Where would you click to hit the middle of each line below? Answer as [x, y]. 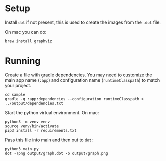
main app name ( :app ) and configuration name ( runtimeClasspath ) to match [83, 80]
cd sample [15, 95]
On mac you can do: [26, 32]
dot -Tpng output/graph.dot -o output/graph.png [57, 153]
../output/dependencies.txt [34, 103]
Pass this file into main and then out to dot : [49, 140]
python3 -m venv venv [28, 122]
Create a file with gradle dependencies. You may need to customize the [79, 75]
